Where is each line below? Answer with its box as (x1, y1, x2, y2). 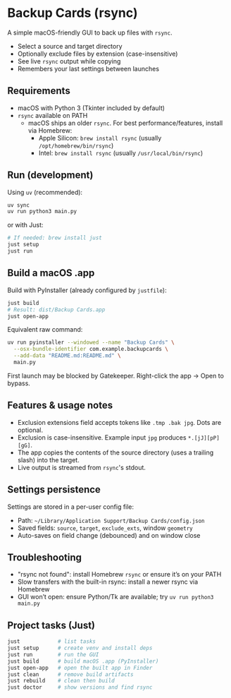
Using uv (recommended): (7, 188, 83, 196)
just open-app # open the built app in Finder (7, 664, 153, 671)
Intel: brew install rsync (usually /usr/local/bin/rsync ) (38, 148, 204, 157)
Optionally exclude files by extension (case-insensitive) (17, 49, 178, 58)
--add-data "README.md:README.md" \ (13, 352, 121, 359)
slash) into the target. (17, 455, 80, 464)
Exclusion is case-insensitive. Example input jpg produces (17, 433, 187, 442)
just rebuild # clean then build (7, 678, 115, 685)
